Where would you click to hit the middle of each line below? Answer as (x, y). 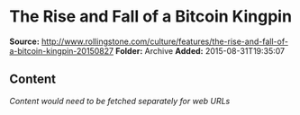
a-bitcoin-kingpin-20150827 (62, 50)
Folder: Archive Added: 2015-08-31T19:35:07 (200, 50)
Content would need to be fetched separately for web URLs (120, 101)
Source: (25, 41)
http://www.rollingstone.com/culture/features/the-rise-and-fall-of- (165, 41)
